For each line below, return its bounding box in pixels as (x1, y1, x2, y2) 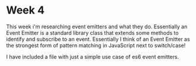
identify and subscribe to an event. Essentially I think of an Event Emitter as (6, 35, 190, 42)
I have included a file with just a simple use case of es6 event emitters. (6, 53, 179, 60)
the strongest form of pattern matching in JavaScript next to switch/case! (6, 42, 186, 49)
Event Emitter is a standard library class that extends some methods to (6, 29, 179, 36)
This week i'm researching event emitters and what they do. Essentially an (6, 23, 188, 30)
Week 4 (6, 4, 45, 17)
